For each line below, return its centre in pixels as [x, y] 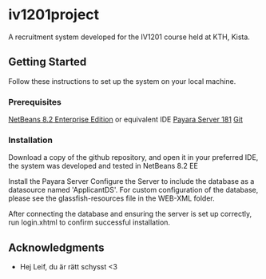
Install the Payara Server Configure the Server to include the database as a [131, 181]
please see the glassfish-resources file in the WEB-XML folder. [112, 198]
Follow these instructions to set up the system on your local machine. [122, 81]
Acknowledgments [57, 247]
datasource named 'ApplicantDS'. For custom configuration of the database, [133, 190]
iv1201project [54, 15]
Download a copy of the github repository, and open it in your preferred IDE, [133, 157]
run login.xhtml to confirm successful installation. [89, 222]
